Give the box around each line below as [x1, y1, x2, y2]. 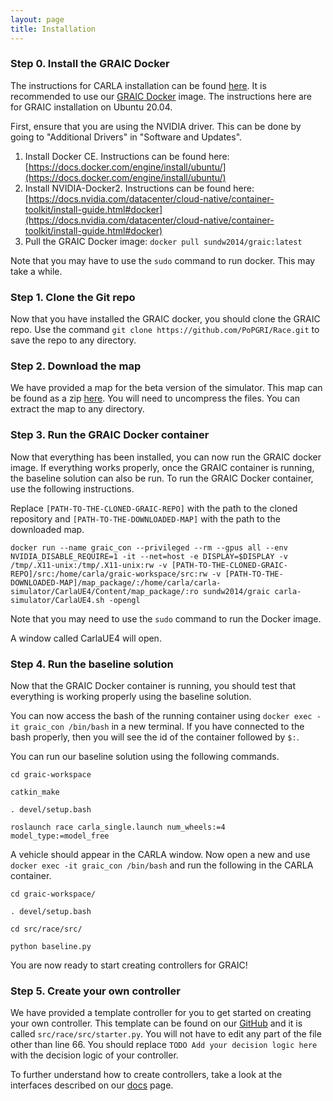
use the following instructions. [10, 482, 135, 495]
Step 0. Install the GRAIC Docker [10, 57, 170, 71]
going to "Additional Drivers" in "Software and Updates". [10, 131, 243, 143]
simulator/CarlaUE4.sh [10, 595, 105, 605]
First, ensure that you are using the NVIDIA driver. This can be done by [10, 120, 302, 132]
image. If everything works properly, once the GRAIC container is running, [10, 461, 315, 473]
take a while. [10, 265, 63, 277]
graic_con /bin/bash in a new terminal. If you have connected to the [23, 720, 305, 732]
